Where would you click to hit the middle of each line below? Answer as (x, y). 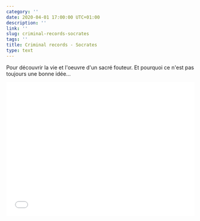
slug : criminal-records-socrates (48, 34)
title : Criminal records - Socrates (52, 45)
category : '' (22, 12)
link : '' (17, 28)
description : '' (26, 23)
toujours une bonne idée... (39, 74)
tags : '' (17, 39)
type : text (20, 51)
